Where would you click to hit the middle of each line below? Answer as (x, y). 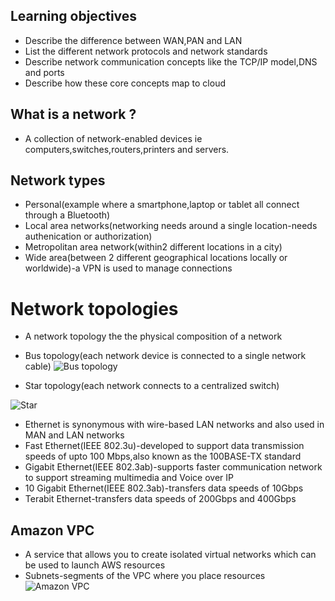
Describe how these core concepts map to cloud (125, 83)
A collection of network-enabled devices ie (113, 138)
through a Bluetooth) (67, 215)
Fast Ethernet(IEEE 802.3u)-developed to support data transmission (164, 446)
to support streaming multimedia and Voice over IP (129, 478)
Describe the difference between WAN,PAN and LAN (133, 40)
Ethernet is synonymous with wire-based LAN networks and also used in (174, 425)
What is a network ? (73, 114)
